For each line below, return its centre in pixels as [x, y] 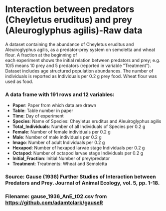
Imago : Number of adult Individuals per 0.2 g [59, 142]
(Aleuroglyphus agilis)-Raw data [74, 30]
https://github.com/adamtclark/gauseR [54, 202]
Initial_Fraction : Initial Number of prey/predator [61, 158]
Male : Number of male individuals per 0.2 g [57, 137]
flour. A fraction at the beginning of [41, 55]
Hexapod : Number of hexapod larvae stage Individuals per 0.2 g [79, 148]
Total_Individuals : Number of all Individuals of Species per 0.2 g [79, 126]
